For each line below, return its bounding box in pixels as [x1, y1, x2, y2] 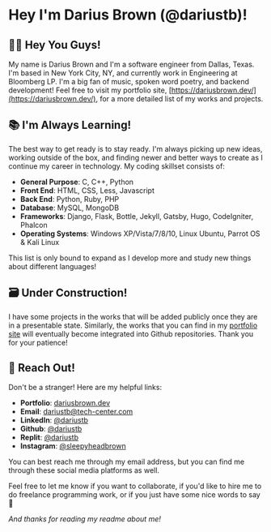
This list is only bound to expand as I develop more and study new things [8, 253, 252, 263]
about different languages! [8, 261, 97, 271]
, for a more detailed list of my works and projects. [95, 94, 264, 103]
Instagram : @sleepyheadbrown [19, 441, 127, 451]
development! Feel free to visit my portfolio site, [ [8, 85, 172, 95]
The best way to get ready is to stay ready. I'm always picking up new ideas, [8, 144, 263, 153]
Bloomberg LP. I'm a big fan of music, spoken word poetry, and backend [8, 77, 249, 86]
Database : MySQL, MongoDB [19, 203, 120, 212]
